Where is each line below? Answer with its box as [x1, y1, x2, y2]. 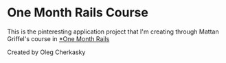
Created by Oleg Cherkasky [7, 48, 86, 56]
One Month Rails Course [7, 5, 149, 21]
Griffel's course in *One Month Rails [7, 34, 110, 42]
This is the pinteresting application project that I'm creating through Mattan [7, 27, 219, 36]
